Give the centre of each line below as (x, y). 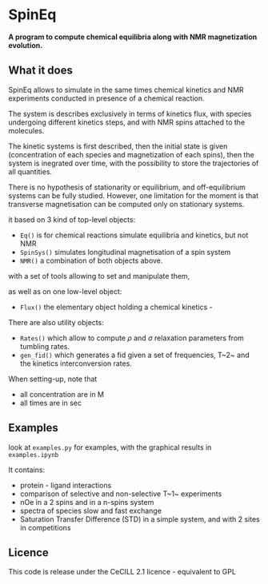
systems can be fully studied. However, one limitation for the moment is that (134, 195)
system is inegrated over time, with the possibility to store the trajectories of (134, 163)
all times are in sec (51, 403)
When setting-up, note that (53, 379)
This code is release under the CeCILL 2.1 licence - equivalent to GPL (122, 572)
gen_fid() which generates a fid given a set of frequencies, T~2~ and (134, 355)
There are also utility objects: (56, 322)
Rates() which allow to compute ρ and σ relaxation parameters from (132, 338)
